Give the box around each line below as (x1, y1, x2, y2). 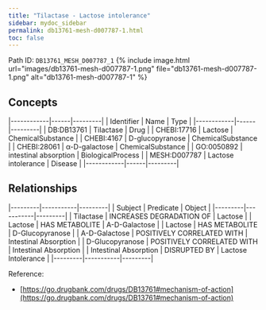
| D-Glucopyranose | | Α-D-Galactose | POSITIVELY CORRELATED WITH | (8, 228, 248, 238)
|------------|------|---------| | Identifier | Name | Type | (8, 117, 192, 126)
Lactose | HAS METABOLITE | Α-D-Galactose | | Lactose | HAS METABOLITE (8, 219, 258, 229)
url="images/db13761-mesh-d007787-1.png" (8, 64, 155, 74)
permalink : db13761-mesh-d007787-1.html (8, 26, 145, 34)
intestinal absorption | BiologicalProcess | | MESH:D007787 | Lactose (8, 150, 234, 160)
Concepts (8, 95, 58, 109)
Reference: (8, 269, 44, 278)
